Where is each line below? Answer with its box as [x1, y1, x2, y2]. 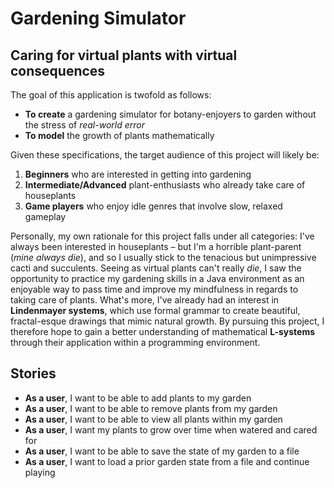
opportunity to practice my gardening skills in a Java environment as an [10, 273, 305, 284]
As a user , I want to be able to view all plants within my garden [24, 413, 283, 425]
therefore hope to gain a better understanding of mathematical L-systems [10, 326, 315, 337]
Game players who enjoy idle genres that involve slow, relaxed [24, 200, 283, 212]
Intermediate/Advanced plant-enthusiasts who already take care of [24, 179, 306, 191]
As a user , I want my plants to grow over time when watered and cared [24, 423, 318, 436]
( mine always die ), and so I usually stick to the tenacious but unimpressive [10, 252, 317, 263]
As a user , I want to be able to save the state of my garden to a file [24, 445, 300, 457]
